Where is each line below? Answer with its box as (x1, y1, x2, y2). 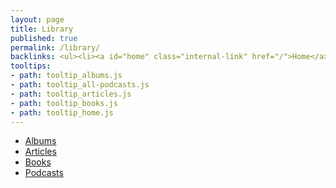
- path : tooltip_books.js (10, 98, 118, 108)
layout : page (10, 14, 65, 25)
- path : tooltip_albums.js (10, 71, 123, 81)
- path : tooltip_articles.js (10, 89, 132, 99)
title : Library (10, 24, 74, 34)
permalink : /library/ (10, 42, 101, 53)
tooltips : (10, 61, 52, 71)
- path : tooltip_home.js (10, 107, 114, 118)
